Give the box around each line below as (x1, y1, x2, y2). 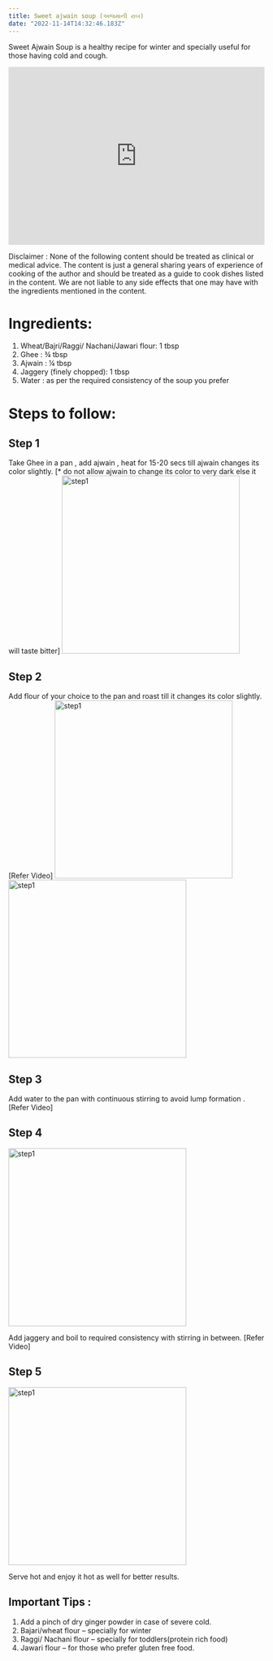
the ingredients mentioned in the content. (8, 286, 147, 295)
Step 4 (8, 1126, 43, 1140)
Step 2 (8, 669, 42, 683)
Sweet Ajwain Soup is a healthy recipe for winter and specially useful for (8, 41, 251, 51)
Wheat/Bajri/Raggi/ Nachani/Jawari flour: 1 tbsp (19, 341, 180, 351)
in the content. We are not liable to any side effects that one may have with (8, 277, 258, 287)
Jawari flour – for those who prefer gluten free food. (19, 1642, 195, 1652)
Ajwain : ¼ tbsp (19, 359, 72, 368)
